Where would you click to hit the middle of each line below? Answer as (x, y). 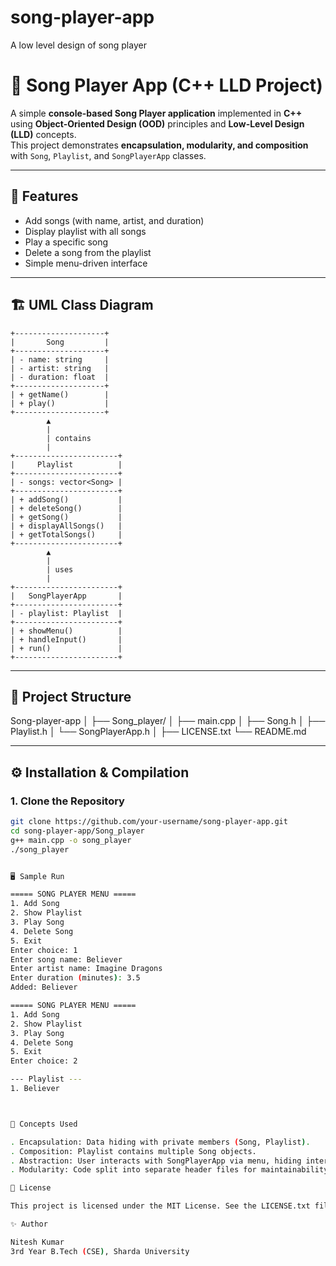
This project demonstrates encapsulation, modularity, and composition (159, 145)
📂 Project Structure (71, 696)
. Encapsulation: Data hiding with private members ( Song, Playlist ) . (160, 1142)
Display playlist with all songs (85, 231)
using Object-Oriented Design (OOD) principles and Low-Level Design (157, 123)
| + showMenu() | (66, 631)
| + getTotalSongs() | (66, 534)
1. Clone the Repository (67, 801)
